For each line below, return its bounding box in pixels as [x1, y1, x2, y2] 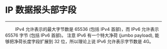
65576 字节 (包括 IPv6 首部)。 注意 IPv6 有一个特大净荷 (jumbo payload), [5, 32, 154, 38]
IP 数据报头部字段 [5, 4, 77, 16]
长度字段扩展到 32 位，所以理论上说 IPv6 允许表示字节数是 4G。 [22, 38, 154, 44]
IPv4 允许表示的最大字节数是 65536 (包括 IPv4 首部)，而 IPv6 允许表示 [14, 26, 159, 32]
